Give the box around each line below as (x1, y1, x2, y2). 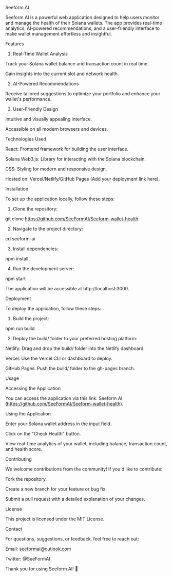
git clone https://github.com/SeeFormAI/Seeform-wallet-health (5, 216, 139, 222)
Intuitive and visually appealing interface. (5, 116, 92, 122)
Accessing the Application (5, 386, 61, 391)
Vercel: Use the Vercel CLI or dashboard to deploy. (5, 355, 113, 361)
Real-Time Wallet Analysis (12, 51, 68, 57)
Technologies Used (5, 136, 46, 142)
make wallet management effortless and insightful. (5, 31, 112, 37)
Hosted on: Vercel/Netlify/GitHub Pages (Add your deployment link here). (5, 176, 160, 182)
